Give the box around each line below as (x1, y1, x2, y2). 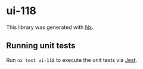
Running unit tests (6, 41, 76, 51)
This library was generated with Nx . (6, 24, 94, 31)
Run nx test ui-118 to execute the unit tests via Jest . (6, 56, 138, 63)
